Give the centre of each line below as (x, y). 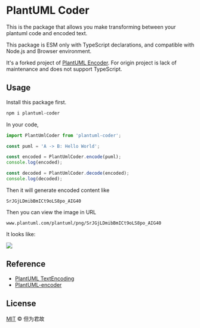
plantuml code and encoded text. (47, 33)
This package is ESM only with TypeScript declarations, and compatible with (100, 45)
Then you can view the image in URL (51, 212)
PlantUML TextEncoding (44, 279)
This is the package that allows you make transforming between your (91, 27)
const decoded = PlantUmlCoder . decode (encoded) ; (68, 174)
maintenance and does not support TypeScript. (64, 69)
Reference (26, 264)
